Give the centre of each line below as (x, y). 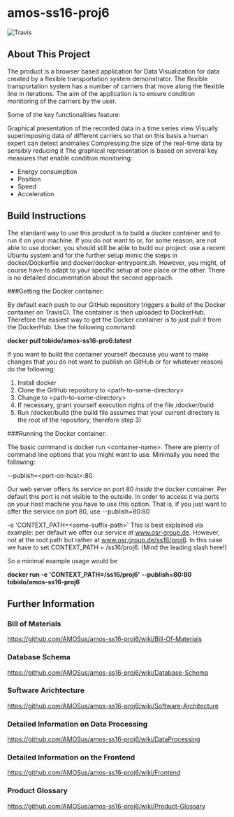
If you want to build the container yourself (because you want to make (108, 354)
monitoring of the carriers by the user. (62, 101)
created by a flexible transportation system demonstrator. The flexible (108, 78)
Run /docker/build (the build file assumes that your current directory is (118, 412)
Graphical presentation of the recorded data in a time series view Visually (113, 128)
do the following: (31, 369)
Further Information (51, 604)
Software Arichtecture (46, 690)
